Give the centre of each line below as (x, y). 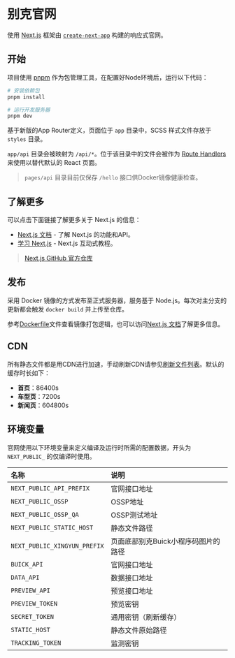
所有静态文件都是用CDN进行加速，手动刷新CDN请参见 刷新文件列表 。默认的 (116, 364)
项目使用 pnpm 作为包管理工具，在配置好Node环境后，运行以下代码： (108, 77)
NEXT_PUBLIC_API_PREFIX (50, 488)
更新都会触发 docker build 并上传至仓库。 (67, 309)
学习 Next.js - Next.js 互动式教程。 (67, 243)
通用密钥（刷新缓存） (146, 617)
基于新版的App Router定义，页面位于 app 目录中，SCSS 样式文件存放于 (109, 131)
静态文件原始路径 (139, 630)
